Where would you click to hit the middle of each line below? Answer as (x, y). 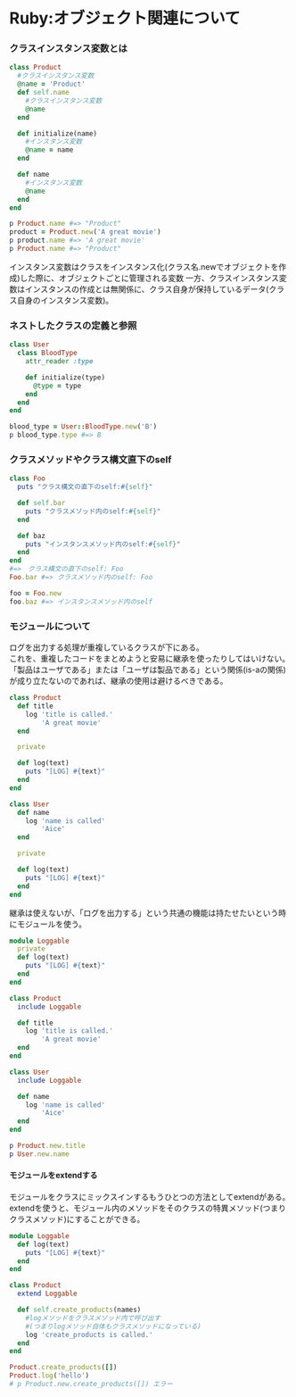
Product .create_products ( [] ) (63, 1368)
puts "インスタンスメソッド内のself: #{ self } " (103, 544)
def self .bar (41, 503)
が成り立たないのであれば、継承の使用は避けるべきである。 (119, 681)
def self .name (43, 93)
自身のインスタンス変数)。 (65, 300)
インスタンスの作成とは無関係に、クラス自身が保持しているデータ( (147, 289)
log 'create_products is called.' (89, 1335)
